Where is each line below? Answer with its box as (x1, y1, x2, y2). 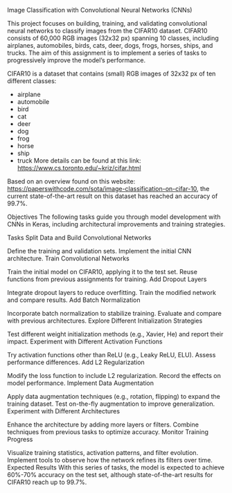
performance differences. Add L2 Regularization (7, 358, 145, 366)
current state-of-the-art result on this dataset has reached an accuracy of (7, 192, 218, 200)
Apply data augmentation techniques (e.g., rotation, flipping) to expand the (7, 393, 220, 400)
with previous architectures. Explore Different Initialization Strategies (7, 316, 203, 325)
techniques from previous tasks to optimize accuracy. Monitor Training (7, 428, 209, 436)
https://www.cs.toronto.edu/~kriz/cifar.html (17, 164, 141, 172)
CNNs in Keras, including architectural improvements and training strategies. (7, 220, 226, 228)
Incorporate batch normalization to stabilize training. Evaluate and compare (7, 310, 222, 317)
